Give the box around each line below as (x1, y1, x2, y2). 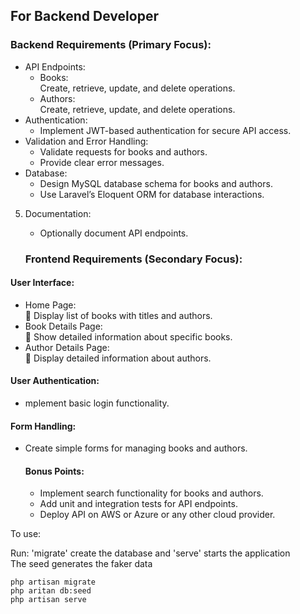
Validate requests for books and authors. (39, 145, 208, 158)
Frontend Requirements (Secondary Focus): (24, 252, 243, 266)
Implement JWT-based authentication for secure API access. (39, 124, 292, 136)
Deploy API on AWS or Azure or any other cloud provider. (39, 509, 276, 521)
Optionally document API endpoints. (39, 227, 189, 239)
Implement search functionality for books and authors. (39, 487, 264, 499)
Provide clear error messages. (39, 156, 165, 168)
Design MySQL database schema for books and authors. (39, 177, 273, 189)
